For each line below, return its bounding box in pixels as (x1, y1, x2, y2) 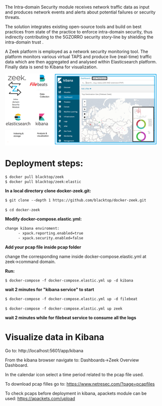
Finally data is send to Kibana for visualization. (5, 64, 98, 70)
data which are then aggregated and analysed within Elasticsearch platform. (5, 59, 157, 64)
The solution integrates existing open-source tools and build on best (5, 24, 142, 30)
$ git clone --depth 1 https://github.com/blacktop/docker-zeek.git (5, 198, 146, 203)
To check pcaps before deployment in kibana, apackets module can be (5, 390, 147, 396)
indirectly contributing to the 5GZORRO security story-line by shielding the (5, 34, 154, 40)
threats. (5, 15, 20, 20)
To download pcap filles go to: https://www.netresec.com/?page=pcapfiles (5, 381, 155, 387)
